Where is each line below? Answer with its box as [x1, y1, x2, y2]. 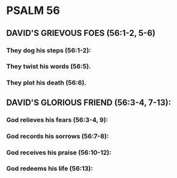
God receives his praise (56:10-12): [6, 148, 112, 157]
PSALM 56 [6, 4, 61, 18]
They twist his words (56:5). [6, 62, 92, 70]
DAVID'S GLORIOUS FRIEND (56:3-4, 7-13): [6, 97, 172, 108]
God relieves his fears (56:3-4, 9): [6, 115, 109, 124]
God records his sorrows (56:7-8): [6, 132, 109, 140]
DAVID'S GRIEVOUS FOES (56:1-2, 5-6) [6, 28, 156, 38]
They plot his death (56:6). [6, 78, 87, 87]
